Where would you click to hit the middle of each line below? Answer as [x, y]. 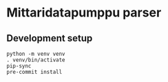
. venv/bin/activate [36, 60]
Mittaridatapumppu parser [84, 13]
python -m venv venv [36, 54]
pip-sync [19, 66]
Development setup [50, 38]
